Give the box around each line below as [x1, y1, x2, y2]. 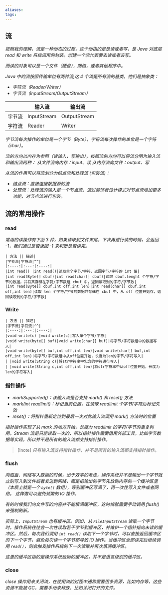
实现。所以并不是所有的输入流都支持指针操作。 [13, 436, 110, 442]
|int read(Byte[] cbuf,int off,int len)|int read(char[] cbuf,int [5, 284, 146, 289]
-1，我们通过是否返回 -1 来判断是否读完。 [5, 243, 90, 249]
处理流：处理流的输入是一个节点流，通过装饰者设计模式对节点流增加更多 [12, 187, 161, 193]
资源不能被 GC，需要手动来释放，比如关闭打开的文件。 [5, 585, 118, 591]
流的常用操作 [5, 209, 45, 218]
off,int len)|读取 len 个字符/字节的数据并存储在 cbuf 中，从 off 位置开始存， [5, 289, 158, 294]
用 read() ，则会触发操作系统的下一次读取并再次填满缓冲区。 [5, 543, 129, 549]
